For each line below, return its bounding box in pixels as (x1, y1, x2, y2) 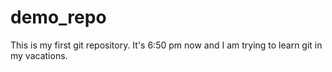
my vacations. (10, 49, 68, 61)
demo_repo (10, 6, 107, 29)
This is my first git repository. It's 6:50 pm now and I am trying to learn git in (10, 39, 323, 51)
